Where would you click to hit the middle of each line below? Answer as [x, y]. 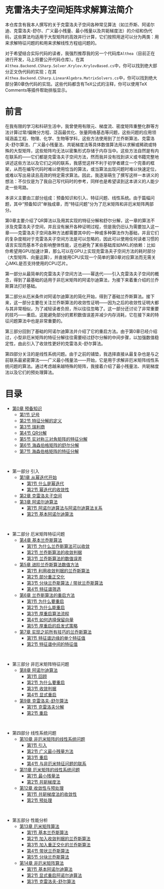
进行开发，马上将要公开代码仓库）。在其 [45, 59]
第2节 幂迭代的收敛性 [48, 489]
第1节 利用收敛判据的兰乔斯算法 [58, 571]
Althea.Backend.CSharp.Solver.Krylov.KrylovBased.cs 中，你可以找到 [75, 65]
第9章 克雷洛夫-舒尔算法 [44, 700]
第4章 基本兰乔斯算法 [41, 540]
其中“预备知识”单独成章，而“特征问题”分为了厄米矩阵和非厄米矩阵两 [82, 204]
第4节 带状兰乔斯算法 [48, 851]
